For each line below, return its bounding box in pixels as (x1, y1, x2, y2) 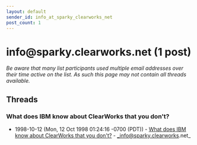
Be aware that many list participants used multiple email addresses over (6, 65, 184, 72)
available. (6, 78, 31, 85)
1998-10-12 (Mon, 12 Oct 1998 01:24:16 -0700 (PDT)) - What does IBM (14, 125, 186, 133)
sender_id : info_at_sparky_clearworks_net (6, 14, 113, 20)
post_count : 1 (6, 20, 42, 25)
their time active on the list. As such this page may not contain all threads (6, 71, 187, 78)
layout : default (6, 8, 46, 15)
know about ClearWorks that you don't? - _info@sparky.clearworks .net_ (14, 132, 191, 139)
